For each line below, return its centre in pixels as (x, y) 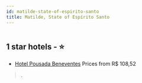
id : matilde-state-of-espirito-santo (53, 11)
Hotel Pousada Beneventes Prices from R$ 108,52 (75, 64)
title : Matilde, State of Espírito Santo (58, 17)
